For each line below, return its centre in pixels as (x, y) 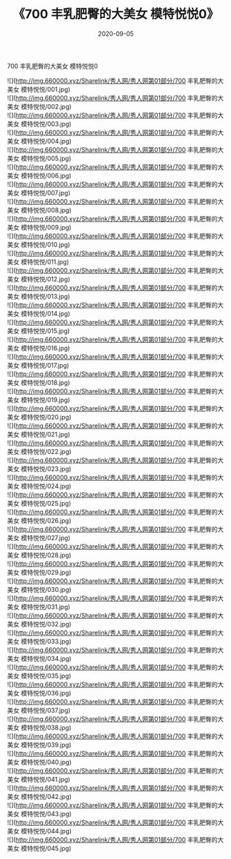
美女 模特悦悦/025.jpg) (39, 503)
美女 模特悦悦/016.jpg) (39, 348)
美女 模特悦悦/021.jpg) (39, 434)
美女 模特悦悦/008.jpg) (39, 210)
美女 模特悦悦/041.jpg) (39, 779)
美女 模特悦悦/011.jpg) (38, 261)
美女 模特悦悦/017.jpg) (38, 365)
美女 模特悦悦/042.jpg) (40, 796)
